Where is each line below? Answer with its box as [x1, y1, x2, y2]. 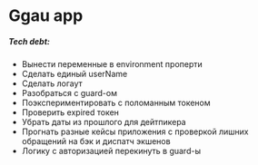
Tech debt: [8, 35, 51, 46]
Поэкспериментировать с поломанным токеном [21, 97, 211, 109]
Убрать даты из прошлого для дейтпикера [21, 117, 187, 128]
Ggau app [8, 5, 84, 26]
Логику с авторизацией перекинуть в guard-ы [21, 146, 202, 157]
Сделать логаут [21, 78, 83, 89]
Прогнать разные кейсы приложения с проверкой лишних [21, 126, 249, 137]
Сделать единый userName [21, 69, 128, 80]
